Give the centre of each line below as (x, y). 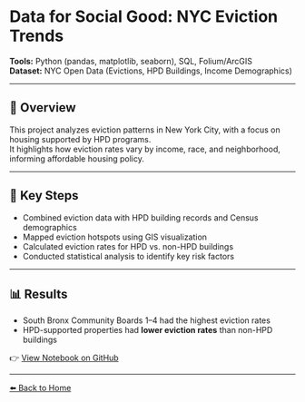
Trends (37, 36)
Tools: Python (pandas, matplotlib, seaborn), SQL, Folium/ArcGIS (131, 61)
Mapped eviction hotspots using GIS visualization (114, 237)
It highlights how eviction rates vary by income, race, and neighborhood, (145, 149)
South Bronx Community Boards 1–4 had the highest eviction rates (146, 320)
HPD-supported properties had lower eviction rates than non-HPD (148, 330)
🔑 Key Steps (44, 196)
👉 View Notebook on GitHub (64, 358)
